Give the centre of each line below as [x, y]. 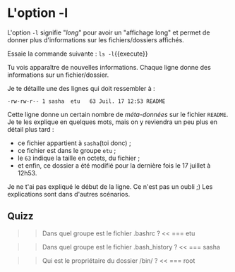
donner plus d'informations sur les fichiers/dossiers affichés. [96, 39]
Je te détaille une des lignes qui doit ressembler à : [81, 88]
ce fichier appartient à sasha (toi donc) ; [74, 143]
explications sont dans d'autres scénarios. [69, 194]
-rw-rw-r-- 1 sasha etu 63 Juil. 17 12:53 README [86, 101]
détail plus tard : [31, 129]
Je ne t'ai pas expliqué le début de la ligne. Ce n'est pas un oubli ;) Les [110, 186]
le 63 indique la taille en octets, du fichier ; [78, 158]
